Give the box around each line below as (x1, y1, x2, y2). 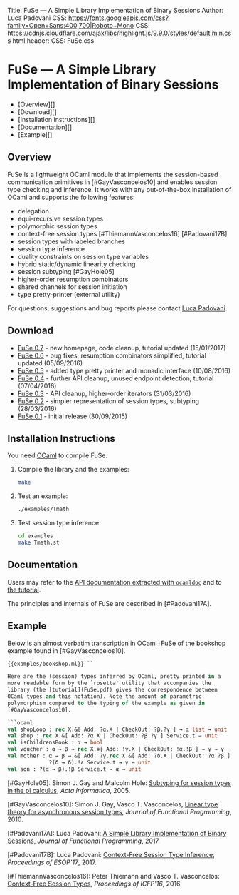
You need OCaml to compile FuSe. (7, 451, 108, 460)
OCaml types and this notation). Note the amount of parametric (7, 693, 202, 700)
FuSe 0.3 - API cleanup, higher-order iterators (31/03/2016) (17, 389, 191, 398)
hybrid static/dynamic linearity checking (17, 260, 136, 268)
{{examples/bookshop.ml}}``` (7, 660, 94, 667)
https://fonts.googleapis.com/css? (68, 14, 169, 22)
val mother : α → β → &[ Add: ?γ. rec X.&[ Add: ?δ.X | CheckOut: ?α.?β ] (7, 752, 231, 759)
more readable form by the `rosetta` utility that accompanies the (7, 679, 212, 687)
